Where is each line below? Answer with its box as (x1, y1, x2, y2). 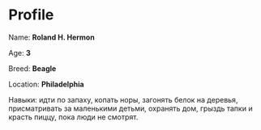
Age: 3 (8, 48, 31, 57)
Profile (8, 6, 54, 24)
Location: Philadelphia (8, 79, 84, 89)
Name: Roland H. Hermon (8, 32, 95, 42)
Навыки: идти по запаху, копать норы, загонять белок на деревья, (8, 94, 238, 104)
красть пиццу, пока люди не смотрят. (8, 111, 139, 122)
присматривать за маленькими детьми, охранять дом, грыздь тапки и (8, 103, 253, 113)
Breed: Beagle (8, 63, 57, 73)
